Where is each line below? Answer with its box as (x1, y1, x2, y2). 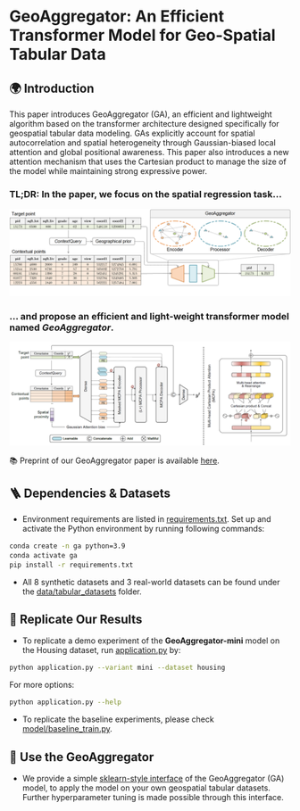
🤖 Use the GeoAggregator (9, 749, 154, 765)
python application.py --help (9, 698, 122, 707)
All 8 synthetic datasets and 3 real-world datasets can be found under (21, 576, 280, 587)
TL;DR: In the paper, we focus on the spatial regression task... (9, 187, 283, 200)
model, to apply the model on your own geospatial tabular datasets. (21, 782, 271, 793)
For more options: (9, 680, 75, 691)
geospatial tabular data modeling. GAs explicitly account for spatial (9, 128, 256, 138)
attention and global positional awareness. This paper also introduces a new (9, 147, 289, 157)
